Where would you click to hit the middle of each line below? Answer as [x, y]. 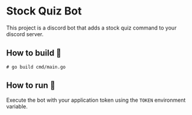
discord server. [25, 34]
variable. [17, 106]
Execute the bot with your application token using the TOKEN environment [96, 100]
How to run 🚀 [31, 85]
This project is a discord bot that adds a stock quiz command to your [91, 28]
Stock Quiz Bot [44, 11]
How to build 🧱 [34, 53]
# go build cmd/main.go [36, 67]
